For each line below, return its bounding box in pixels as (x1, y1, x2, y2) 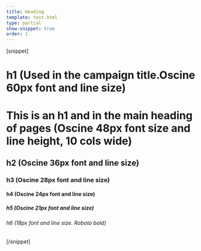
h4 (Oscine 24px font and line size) (6, 190, 95, 198)
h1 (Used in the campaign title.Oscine (6, 68, 196, 82)
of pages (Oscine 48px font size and (6, 121, 191, 135)
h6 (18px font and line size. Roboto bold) (6, 219, 107, 226)
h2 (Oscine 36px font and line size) (6, 158, 140, 168)
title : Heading (6, 8, 44, 15)
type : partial (6, 20, 42, 26)
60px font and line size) (6, 81, 126, 95)
